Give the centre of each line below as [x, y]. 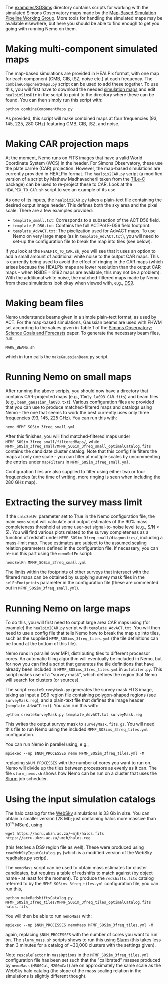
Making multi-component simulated [81, 49]
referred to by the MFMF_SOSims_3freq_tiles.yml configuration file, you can [82, 884]
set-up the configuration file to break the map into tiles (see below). [82, 241]
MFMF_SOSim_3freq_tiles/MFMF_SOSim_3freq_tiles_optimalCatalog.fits [78, 903]
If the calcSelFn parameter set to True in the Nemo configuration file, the [80, 516]
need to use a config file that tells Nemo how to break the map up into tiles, [83, 633]
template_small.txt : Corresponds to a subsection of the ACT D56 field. [86, 220]
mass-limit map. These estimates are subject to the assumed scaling [76, 543]
